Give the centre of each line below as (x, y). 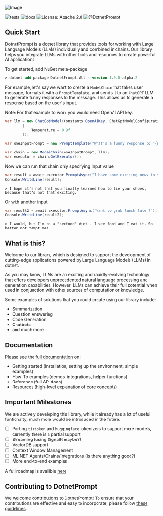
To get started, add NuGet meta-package (46, 69)
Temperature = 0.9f (50, 130)
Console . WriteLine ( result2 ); (34, 215)
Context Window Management (42, 450)
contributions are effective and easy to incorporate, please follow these (76, 503)
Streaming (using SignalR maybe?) (47, 439)
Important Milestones (38, 402)
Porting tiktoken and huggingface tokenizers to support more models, (82, 428)
